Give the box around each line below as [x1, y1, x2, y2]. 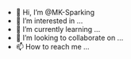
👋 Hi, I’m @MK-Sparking [15, 8, 95, 17]
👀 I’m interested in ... [15, 16, 83, 26]
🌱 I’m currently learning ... [15, 25, 101, 33]
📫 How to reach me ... [15, 42, 90, 51]
